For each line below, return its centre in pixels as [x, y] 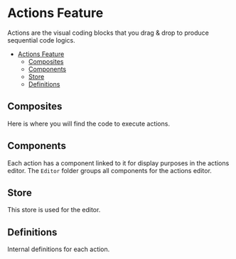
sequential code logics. [42, 40]
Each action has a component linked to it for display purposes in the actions [118, 163]
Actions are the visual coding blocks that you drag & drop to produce [108, 33]
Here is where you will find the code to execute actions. [89, 123]
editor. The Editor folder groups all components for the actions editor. [109, 170]
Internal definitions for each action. [59, 249]
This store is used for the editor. [54, 210]
